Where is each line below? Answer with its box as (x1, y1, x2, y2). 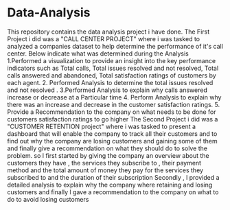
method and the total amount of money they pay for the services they (7, 166, 204, 174)
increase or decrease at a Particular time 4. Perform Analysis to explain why (7, 93, 222, 101)
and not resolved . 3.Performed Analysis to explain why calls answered (7, 86, 207, 94)
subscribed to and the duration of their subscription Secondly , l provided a (7, 173, 220, 181)
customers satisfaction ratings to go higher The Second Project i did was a (7, 115, 218, 123)
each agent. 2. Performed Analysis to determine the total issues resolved (7, 78, 214, 86)
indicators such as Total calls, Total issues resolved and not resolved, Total (7, 64, 219, 72)
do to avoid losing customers (7, 195, 89, 203)
